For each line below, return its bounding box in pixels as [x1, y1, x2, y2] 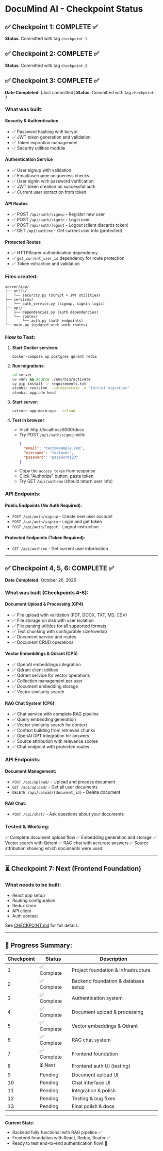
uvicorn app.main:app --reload [12, 409, 76, 414]
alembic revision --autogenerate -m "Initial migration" [12, 386, 130, 391]
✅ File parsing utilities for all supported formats [12, 623, 107, 629]
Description [99, 955, 128, 962]
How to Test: [5, 334, 35, 340]
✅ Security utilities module [12, 145, 65, 151]
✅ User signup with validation [12, 167, 72, 173]
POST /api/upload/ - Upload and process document [12, 779, 115, 785]
